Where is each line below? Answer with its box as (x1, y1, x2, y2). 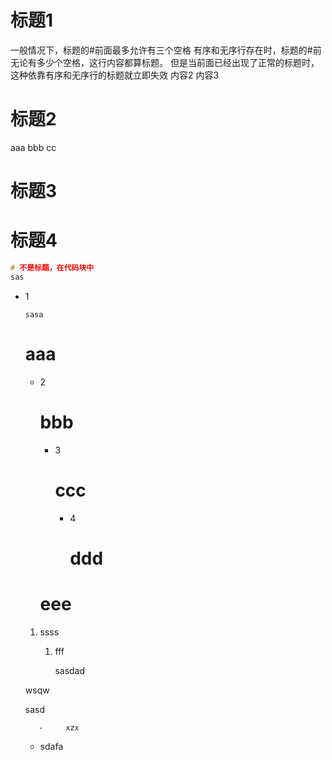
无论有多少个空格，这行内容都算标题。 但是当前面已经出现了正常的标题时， (10, 56, 320, 68)
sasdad (54, 664, 86, 676)
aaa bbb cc (10, 141, 57, 153)
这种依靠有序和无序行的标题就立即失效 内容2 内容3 (10, 69, 220, 81)
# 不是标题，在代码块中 (10, 263, 95, 273)
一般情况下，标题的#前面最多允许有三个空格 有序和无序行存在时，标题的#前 (10, 44, 322, 56)
